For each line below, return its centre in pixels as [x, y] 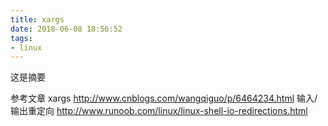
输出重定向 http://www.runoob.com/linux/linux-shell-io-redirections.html [159, 111]
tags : [21, 38]
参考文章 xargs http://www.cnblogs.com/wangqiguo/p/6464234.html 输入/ [164, 98]
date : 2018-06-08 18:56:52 [66, 29]
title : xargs [37, 19]
